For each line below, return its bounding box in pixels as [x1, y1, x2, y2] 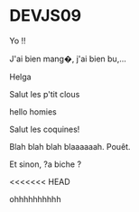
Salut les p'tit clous [9, 88, 80, 99]
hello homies [9, 106, 57, 117]
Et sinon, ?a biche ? [9, 159, 82, 170]
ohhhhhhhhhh [9, 193, 61, 204]
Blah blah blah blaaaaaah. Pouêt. [9, 141, 131, 152]
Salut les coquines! [9, 124, 80, 134]
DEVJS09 [9, 5, 82, 26]
